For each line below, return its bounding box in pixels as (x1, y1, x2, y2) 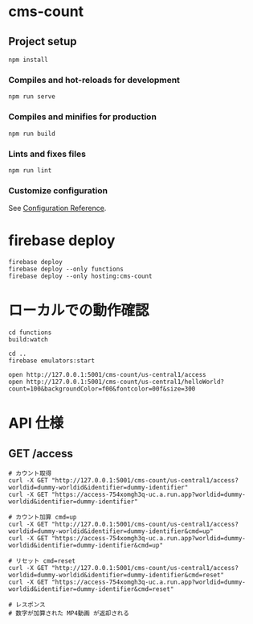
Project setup (8, 35, 78, 48)
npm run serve (8, 93, 56, 101)
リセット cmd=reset (15, 557, 76, 565)
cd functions (8, 329, 52, 337)
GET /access (8, 446, 74, 461)
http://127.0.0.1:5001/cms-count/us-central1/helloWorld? (26, 378, 225, 386)
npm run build (8, 130, 56, 138)
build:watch (8, 336, 48, 344)
